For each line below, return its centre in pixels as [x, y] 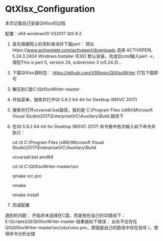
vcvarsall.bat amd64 [33, 157]
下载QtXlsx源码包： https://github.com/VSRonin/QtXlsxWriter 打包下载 [83, 72]
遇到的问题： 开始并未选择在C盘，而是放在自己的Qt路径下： [65, 215]
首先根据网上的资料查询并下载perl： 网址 [53, 44]
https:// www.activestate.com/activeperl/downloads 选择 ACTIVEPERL [82, 50]
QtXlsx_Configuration [50, 9]
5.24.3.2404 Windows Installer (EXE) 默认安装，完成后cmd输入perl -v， [85, 56]
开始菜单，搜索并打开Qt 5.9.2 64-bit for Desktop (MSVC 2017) [75, 99]
